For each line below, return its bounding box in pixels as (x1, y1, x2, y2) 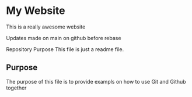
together (6, 84, 27, 91)
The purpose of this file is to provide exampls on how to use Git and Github (6, 78, 186, 85)
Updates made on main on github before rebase (6, 34, 121, 41)
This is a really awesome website (6, 23, 86, 30)
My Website (6, 4, 65, 17)
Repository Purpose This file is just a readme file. (6, 45, 124, 53)
